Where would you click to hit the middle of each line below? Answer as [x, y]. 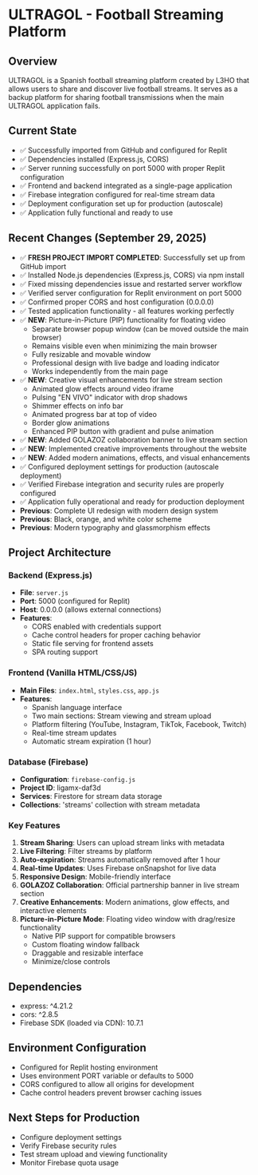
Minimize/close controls [71, 962]
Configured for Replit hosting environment [89, 1067]
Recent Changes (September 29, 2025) [107, 238]
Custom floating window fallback [86, 945]
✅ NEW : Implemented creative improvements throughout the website [133, 448]
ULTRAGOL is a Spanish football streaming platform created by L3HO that [129, 80]
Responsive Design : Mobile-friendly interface [95, 877]
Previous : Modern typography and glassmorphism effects [115, 527]
